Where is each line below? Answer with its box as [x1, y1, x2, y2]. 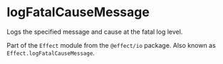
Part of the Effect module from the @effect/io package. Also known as [6, 41, 217, 49]
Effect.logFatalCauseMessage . [6, 49, 95, 57]
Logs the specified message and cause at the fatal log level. [6, 27, 183, 36]
